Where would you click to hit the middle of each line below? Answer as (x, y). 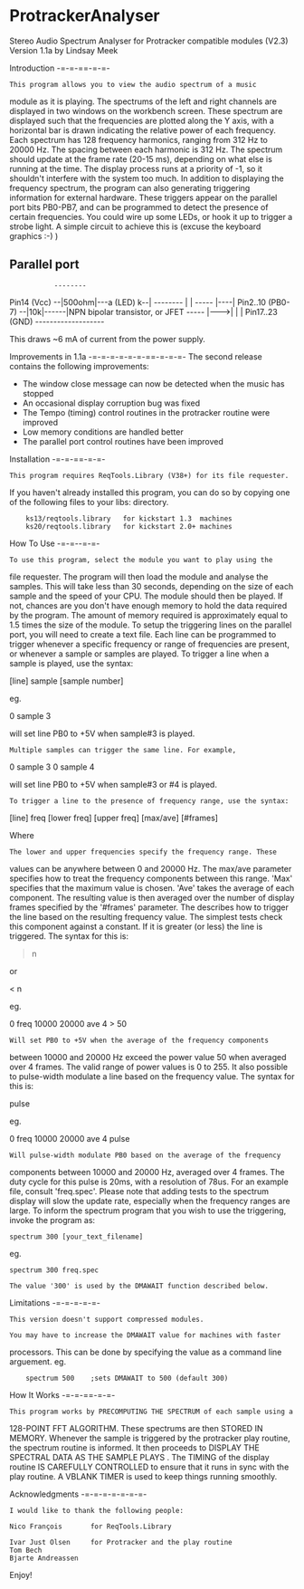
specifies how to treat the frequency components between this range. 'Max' (151, 878)
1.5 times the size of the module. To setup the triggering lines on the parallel (151, 625)
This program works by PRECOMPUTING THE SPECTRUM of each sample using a (152, 1412)
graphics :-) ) (34, 235)
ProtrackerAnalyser (85, 16)
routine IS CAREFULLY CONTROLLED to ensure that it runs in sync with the (149, 1467)
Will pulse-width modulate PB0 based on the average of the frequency (145, 1155)
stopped (38, 393)
